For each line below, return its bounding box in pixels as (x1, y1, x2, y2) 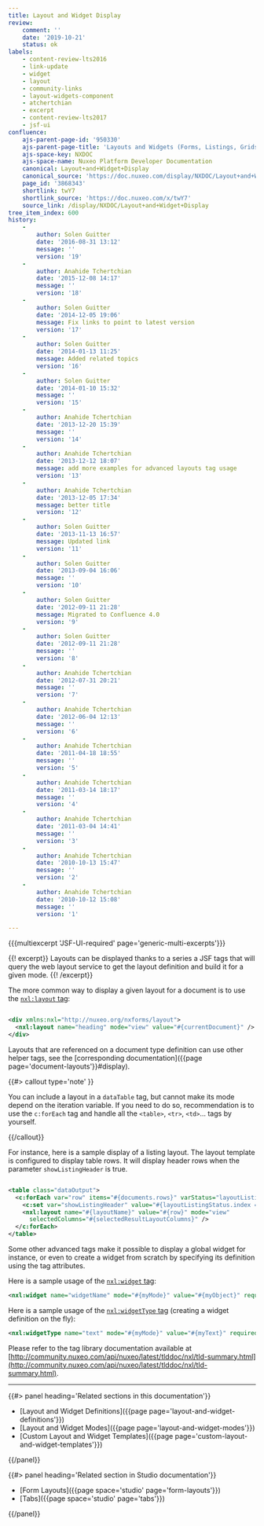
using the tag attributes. (8, 1261, 86, 1270)
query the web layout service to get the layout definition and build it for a (8, 962, 244, 971)
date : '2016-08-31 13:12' (36, 238, 122, 246)
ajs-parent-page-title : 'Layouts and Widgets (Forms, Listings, (22, 143, 237, 151)
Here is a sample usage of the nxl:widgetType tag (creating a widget (8, 1305, 229, 1315)
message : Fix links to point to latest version (36, 318, 195, 326)
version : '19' (36, 252, 82, 260)
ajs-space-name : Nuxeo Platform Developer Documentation (22, 158, 213, 166)
